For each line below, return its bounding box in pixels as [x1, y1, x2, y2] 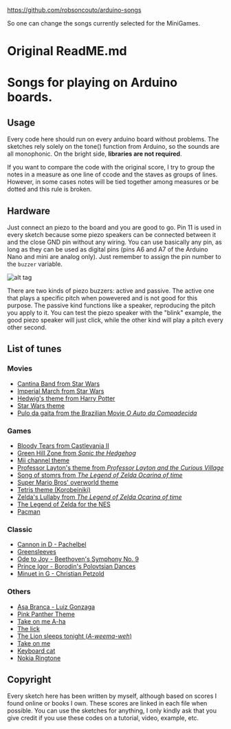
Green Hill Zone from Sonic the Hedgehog [16, 449, 136, 457]
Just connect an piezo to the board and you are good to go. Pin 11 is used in [7, 223, 221, 232]
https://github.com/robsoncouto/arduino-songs [7, 6, 142, 14]
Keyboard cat [16, 646, 56, 655]
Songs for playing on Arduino [7, 75, 178, 90]
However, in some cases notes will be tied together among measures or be [7, 178, 219, 186]
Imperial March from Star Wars [16, 387, 104, 395]
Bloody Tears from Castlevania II [16, 441, 110, 450]
